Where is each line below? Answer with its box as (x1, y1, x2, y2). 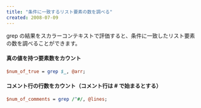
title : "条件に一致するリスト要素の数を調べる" (6, 8, 113, 15)
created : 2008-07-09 (6, 15, 59, 21)
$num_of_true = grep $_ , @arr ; (6, 68, 86, 75)
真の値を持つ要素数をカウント (6, 55, 81, 62)
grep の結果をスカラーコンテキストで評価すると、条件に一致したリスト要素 (6, 32, 196, 39)
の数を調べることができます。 (6, 39, 81, 47)
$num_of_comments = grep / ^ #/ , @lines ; (6, 96, 108, 102)
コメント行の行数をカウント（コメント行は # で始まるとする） (6, 83, 162, 90)
